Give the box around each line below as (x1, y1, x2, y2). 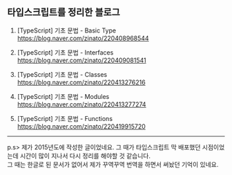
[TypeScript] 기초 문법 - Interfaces (17, 48, 114, 57)
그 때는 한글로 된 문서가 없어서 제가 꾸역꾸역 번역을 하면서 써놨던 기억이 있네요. (7, 160, 219, 168)
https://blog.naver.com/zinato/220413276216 (17, 78, 146, 86)
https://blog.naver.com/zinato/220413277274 (17, 100, 146, 109)
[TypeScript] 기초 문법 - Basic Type (17, 26, 116, 35)
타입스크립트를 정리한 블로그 (7, 6, 121, 19)
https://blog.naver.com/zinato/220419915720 (17, 122, 146, 130)
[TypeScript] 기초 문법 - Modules (17, 92, 110, 100)
